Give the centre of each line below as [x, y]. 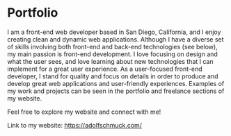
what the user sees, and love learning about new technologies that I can [110, 61]
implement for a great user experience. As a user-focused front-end [105, 69]
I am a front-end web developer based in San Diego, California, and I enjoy [114, 32]
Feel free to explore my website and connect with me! [84, 112]
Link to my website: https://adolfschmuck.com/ [75, 125]
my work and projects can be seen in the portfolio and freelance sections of [116, 91]
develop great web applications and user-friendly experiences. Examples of [116, 83]
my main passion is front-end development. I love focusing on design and [112, 54]
